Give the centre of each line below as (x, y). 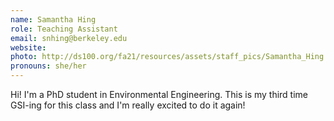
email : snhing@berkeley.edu (69, 38)
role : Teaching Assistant (64, 29)
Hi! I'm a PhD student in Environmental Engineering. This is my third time (159, 94)
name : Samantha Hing (53, 19)
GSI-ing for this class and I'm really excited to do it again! (128, 105)
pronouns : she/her (48, 66)
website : (28, 47)
